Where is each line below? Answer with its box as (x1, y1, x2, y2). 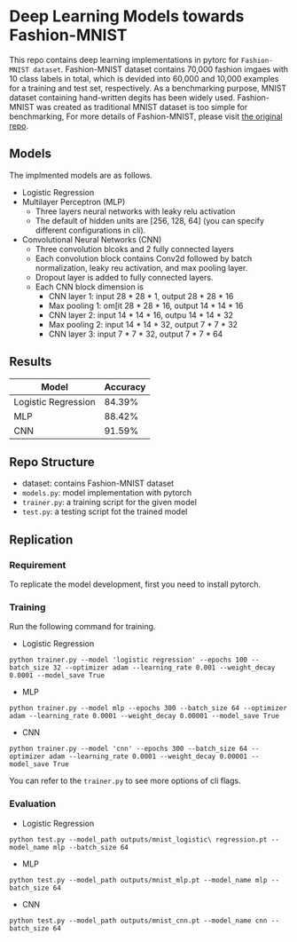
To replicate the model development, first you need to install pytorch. (9, 579, 262, 590)
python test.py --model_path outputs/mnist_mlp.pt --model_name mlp (9, 875, 268, 884)
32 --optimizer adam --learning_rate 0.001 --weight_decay (52, 663, 276, 672)
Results (9, 354, 52, 369)
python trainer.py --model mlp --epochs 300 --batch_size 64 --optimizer (9, 704, 288, 713)
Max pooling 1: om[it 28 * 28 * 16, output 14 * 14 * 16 (48, 300, 244, 311)
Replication (9, 532, 74, 547)
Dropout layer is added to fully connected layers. (35, 272, 214, 282)
